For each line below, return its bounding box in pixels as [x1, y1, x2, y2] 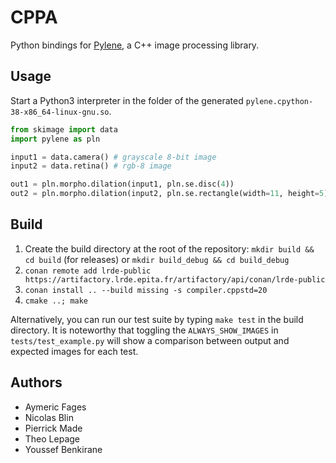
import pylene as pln [10, 134, 101, 144]
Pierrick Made [24, 422, 83, 434]
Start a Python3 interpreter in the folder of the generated [10, 94, 244, 106]
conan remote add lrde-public [24, 266, 152, 276]
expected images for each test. [10, 345, 139, 357]
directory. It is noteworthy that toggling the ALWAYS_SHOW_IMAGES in [10, 324, 279, 336]
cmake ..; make [24, 296, 89, 306]
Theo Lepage [24, 432, 81, 445]
